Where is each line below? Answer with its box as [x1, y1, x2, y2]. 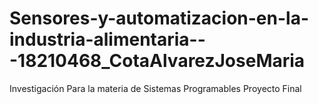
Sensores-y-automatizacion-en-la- [9, 7, 310, 30]
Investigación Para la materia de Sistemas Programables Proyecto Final [9, 82, 302, 94]
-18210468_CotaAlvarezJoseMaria [9, 50, 306, 72]
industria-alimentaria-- [9, 28, 206, 51]
